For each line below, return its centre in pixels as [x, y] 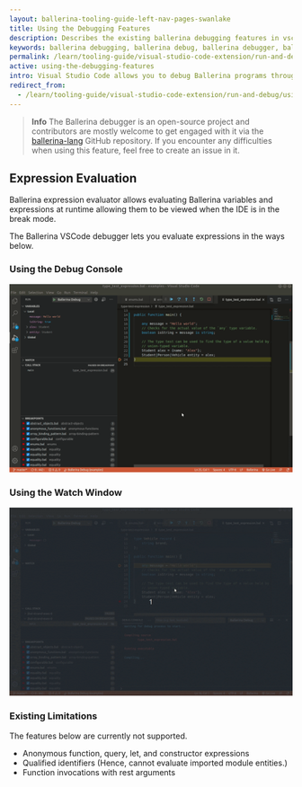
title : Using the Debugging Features [80, 28]
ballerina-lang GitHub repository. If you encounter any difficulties [151, 140]
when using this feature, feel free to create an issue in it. [135, 150]
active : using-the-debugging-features [82, 66]
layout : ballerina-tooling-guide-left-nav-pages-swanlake [120, 19]
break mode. [33, 219]
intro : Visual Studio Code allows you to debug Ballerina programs [138, 76]
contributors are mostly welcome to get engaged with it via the [147, 131]
